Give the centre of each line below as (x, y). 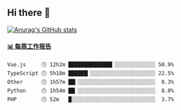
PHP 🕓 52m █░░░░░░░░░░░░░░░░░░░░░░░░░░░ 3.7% (91, 100)
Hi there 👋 (29, 13)
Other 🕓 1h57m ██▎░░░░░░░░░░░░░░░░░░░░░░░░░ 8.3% (91, 82)
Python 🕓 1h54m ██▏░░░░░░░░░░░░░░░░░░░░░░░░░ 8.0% (91, 91)
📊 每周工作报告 (29, 47)
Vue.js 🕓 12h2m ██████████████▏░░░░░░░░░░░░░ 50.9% (91, 65)
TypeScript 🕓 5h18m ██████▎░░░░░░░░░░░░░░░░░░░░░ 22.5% (91, 74)
